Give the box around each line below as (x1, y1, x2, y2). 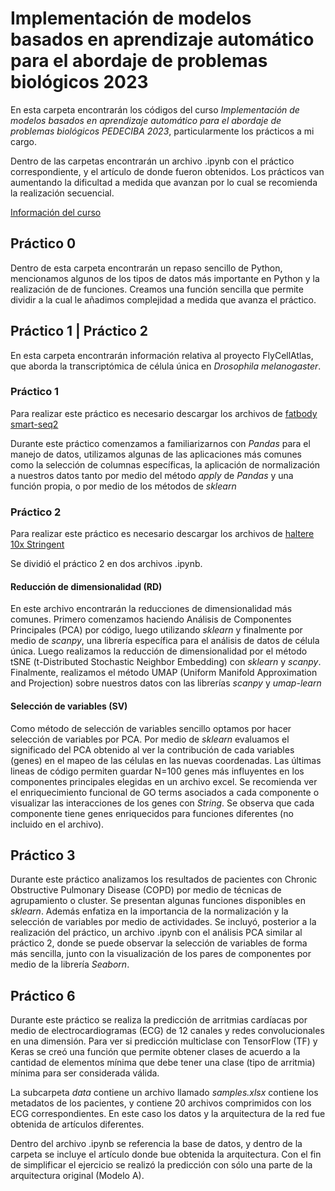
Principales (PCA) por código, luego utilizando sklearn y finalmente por (10, 624, 303, 636)
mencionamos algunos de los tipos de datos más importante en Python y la (10, 272, 320, 284)
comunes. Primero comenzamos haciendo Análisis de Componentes (10, 613, 292, 626)
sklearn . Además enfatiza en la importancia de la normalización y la (10, 905, 289, 917)
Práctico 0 (10, 235, 77, 252)
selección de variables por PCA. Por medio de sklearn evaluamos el (10, 733, 290, 745)
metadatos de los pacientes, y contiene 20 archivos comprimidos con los (10, 1097, 312, 1109)
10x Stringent (10, 538, 65, 551)
